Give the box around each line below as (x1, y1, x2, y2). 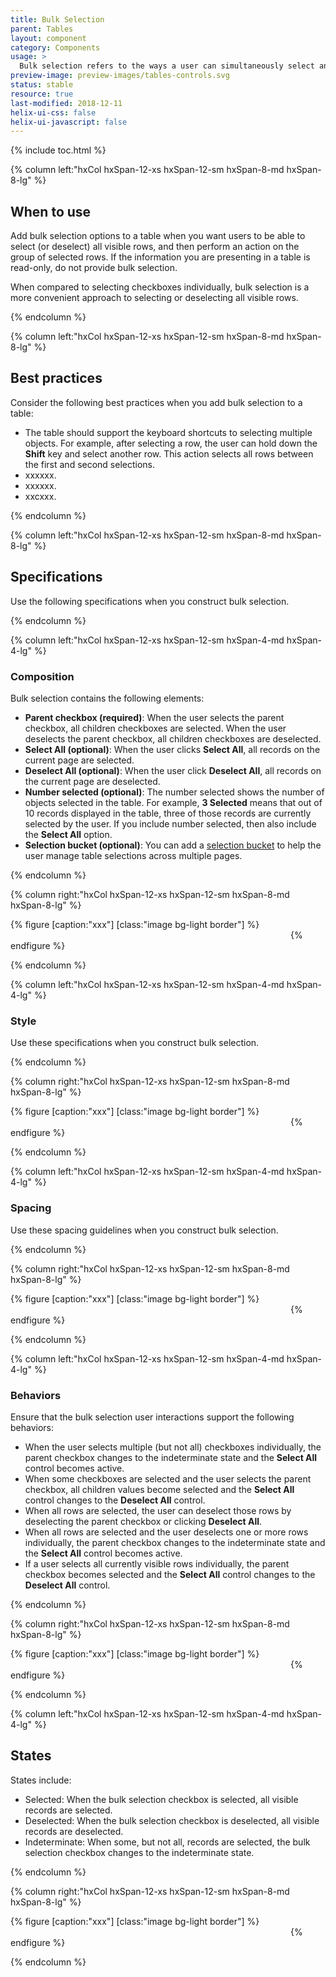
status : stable (10, 80, 74, 90)
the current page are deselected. (24, 775, 161, 787)
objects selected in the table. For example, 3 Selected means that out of (24, 796, 323, 808)
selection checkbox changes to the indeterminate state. (24, 1846, 255, 1858)
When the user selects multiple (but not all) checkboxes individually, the (24, 1441, 322, 1453)
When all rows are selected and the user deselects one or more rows (24, 1526, 309, 1538)
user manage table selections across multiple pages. (24, 849, 243, 861)
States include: (10, 1774, 72, 1786)
